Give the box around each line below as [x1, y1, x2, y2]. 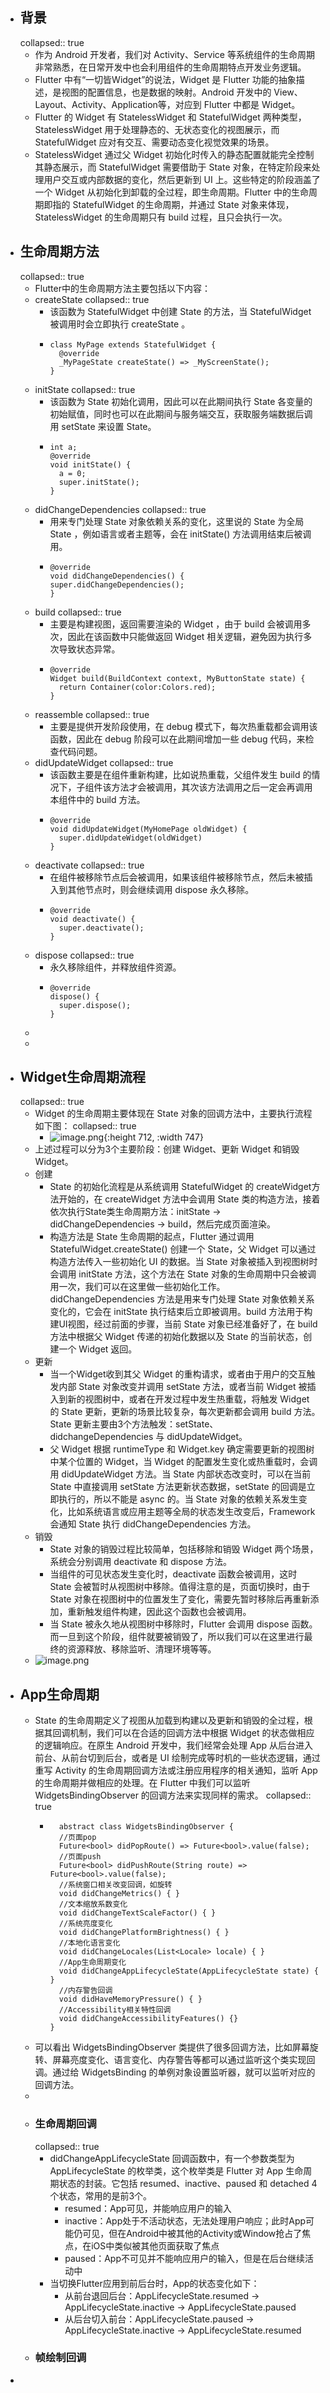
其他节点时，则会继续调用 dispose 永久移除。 [67, 883, 255, 895]
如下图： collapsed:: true [34, 1120, 137, 1132]
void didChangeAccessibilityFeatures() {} [58, 2014, 239, 2024]
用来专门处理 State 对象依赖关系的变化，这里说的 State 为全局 [49, 515, 305, 527]
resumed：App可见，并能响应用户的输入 [64, 2202, 232, 2214]
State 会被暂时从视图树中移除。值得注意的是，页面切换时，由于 [49, 1581, 311, 1593]
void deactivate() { [49, 914, 136, 924]
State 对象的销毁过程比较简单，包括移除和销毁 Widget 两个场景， [49, 1543, 319, 1555]
